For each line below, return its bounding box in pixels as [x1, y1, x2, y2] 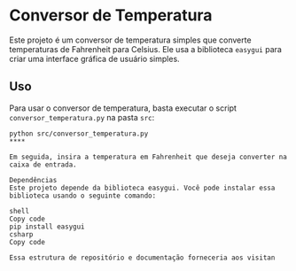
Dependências [9, 175, 58, 184]
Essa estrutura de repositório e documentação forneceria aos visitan [9, 253, 276, 262]
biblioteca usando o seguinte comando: [9, 191, 157, 200]
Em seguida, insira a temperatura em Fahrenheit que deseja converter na [9, 152, 288, 161]
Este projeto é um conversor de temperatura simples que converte [9, 35, 252, 45]
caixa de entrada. [9, 160, 77, 169]
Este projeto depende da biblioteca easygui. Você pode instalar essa [9, 183, 276, 192]
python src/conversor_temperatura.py [9, 129, 149, 138]
